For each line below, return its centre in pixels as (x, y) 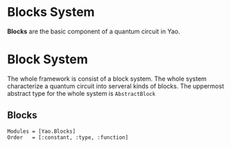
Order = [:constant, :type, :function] (68, 137)
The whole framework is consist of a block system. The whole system (107, 79)
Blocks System (51, 12)
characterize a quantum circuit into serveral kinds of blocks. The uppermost (115, 86)
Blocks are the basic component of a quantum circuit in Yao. (94, 31)
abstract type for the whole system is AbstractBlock (82, 93)
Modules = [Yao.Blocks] (42, 131)
